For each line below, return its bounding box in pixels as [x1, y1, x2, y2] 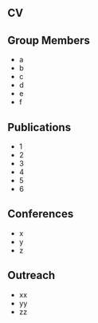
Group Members [7, 34, 91, 47]
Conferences [7, 207, 74, 221]
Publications [7, 120, 72, 134]
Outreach [7, 269, 56, 282]
